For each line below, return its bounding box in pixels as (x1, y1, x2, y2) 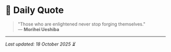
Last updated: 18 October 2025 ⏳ (5, 41, 75, 47)
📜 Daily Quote (5, 4, 64, 16)
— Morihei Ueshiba (17, 26, 60, 32)
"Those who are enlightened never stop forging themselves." (17, 21, 146, 27)
